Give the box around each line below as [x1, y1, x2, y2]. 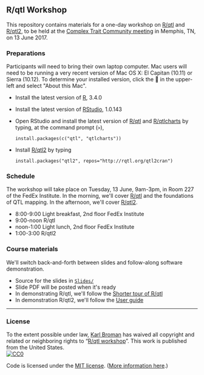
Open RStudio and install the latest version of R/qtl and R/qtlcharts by [15, 118, 189, 125]
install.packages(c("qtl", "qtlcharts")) [15, 136, 121, 142]
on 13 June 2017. [6, 33, 48, 41]
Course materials [6, 245, 59, 254]
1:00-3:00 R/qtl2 [15, 230, 56, 237]
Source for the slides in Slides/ [15, 277, 94, 284]
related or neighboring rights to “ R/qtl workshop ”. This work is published [6, 337, 187, 345]
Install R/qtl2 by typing [15, 146, 72, 154]
